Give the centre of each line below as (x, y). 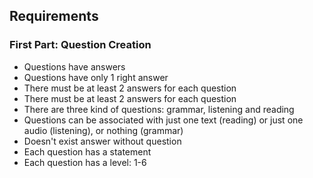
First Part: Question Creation (80, 45)
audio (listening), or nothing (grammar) (103, 130)
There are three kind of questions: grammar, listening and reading (159, 109)
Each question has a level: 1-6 (85, 162)
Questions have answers (74, 66)
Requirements (54, 16)
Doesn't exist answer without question (102, 141)
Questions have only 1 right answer (96, 77)
